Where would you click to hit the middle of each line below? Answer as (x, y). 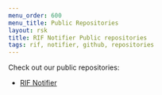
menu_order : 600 (35, 15)
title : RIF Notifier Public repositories (78, 38)
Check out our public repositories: (64, 67)
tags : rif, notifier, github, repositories (81, 45)
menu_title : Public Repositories (64, 23)
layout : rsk (28, 30)
